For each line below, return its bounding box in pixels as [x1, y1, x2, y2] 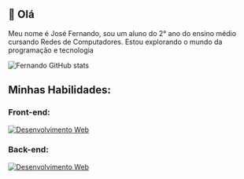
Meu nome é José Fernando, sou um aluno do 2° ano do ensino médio [8, 28, 237, 38]
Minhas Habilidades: [8, 83, 112, 97]
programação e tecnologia [8, 45, 94, 55]
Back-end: [8, 144, 49, 155]
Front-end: [8, 107, 50, 118]
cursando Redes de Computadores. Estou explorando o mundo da [8, 37, 223, 46]
